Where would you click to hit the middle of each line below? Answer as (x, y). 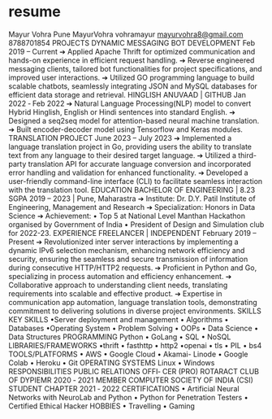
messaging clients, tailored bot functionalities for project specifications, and (135, 68)
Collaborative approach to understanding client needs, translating (118, 285)
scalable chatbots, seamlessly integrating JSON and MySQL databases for (133, 86)
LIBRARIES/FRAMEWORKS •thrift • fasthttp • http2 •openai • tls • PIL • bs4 (135, 345)
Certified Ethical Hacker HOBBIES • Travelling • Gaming (101, 406)
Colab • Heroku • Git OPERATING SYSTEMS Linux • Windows (112, 362)
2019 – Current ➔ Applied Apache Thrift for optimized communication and (132, 51)
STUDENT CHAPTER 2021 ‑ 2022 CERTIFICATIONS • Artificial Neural (124, 388)
